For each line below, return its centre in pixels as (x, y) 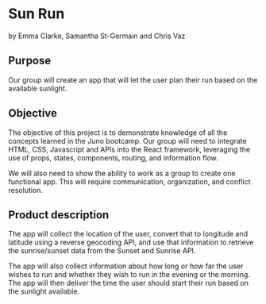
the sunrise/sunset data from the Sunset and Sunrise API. (102, 251)
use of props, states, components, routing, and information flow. (113, 158)
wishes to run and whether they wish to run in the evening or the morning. (129, 275)
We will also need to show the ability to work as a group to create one (122, 173)
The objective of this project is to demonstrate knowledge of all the (118, 133)
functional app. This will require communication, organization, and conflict (129, 181)
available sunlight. (38, 88)
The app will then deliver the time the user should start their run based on (128, 283)
